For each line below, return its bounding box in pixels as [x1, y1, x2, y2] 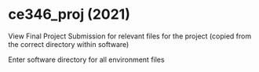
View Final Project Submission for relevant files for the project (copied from [8, 31, 252, 41]
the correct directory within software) [8, 39, 129, 49]
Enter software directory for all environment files [8, 55, 165, 64]
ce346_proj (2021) [8, 5, 131, 23]
